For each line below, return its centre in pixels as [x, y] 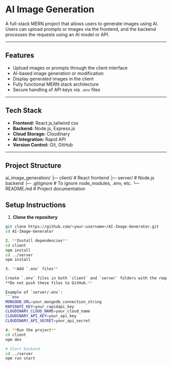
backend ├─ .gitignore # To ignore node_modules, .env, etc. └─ [72, 184]
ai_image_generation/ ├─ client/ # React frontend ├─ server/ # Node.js [80, 178]
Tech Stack [24, 110]
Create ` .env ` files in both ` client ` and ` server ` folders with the [81, 278]
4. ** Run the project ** [31, 330]
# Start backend [23, 349]
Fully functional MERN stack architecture [56, 84]
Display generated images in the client [53, 78]
